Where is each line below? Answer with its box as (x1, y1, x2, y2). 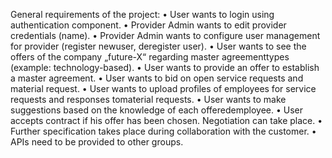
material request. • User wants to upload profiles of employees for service (10, 83, 317, 94)
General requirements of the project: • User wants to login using (10, 9, 275, 20)
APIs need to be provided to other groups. (10, 136, 184, 148)
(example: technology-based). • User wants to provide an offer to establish (10, 62, 320, 73)
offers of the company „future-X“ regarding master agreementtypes (10, 51, 290, 63)
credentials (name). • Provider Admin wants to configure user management (10, 30, 321, 41)
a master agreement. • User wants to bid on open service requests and (10, 72, 304, 84)
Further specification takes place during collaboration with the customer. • (10, 125, 317, 137)
